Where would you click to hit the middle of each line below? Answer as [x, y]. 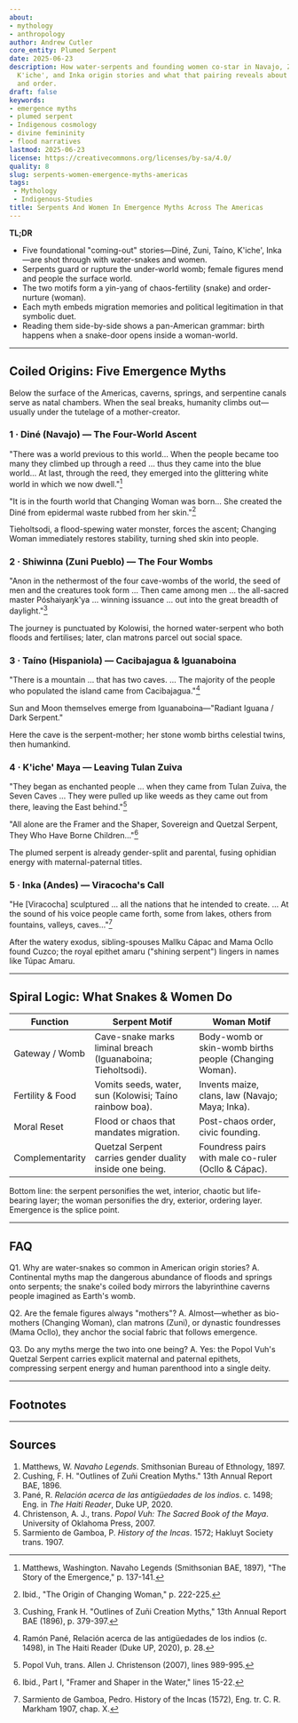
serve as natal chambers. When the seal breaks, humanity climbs [128, 402]
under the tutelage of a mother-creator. [108, 412]
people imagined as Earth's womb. [72, 1296]
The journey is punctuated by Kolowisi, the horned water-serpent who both [146, 629]
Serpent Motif [142, 1022]
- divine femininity [47, 133]
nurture [35, 297]
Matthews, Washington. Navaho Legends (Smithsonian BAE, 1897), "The [154, 1567]
